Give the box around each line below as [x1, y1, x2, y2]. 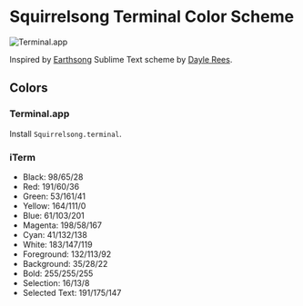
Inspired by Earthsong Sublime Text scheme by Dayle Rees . [9, 54, 233, 64]
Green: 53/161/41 [22, 191, 86, 202]
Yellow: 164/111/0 [22, 200, 86, 211]
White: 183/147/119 [22, 239, 93, 250]
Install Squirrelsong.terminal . [9, 128, 123, 139]
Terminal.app [9, 107, 70, 120]
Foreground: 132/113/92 [22, 248, 112, 260]
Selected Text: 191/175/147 [22, 287, 122, 298]
